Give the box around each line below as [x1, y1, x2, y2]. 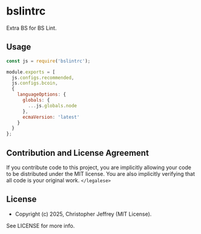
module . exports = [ [6, 69, 56, 75]
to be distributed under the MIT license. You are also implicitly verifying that [6, 170, 196, 177]
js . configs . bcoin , [12, 80, 59, 86]
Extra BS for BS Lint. [6, 24, 57, 32]
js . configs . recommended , [12, 75, 74, 81]
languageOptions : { [17, 92, 67, 98]
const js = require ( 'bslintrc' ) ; [6, 58, 91, 64]
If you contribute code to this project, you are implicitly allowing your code [6, 164, 192, 171]
